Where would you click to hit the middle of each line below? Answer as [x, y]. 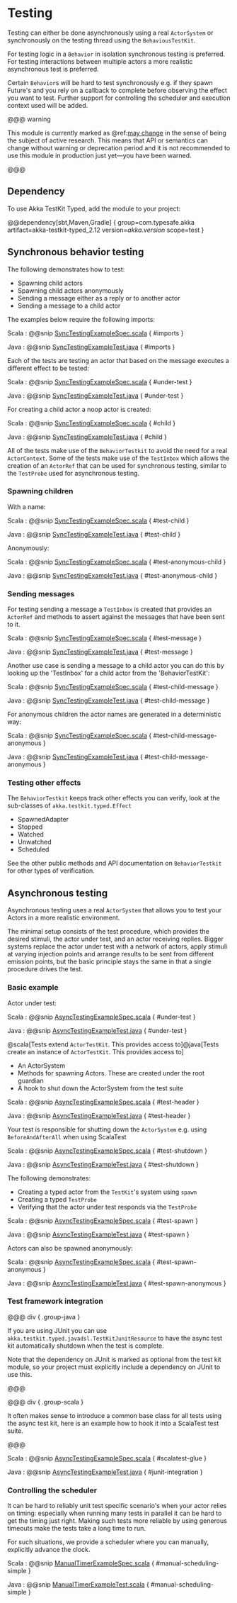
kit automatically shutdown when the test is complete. [86, 1346]
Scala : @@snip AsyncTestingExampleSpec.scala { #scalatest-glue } [107, 1458]
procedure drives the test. [45, 969]
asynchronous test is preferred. [53, 69]
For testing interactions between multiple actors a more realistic [100, 61]
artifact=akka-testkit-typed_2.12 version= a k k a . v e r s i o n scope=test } [106, 230]
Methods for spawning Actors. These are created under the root [111, 1073]
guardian [30, 1080]
